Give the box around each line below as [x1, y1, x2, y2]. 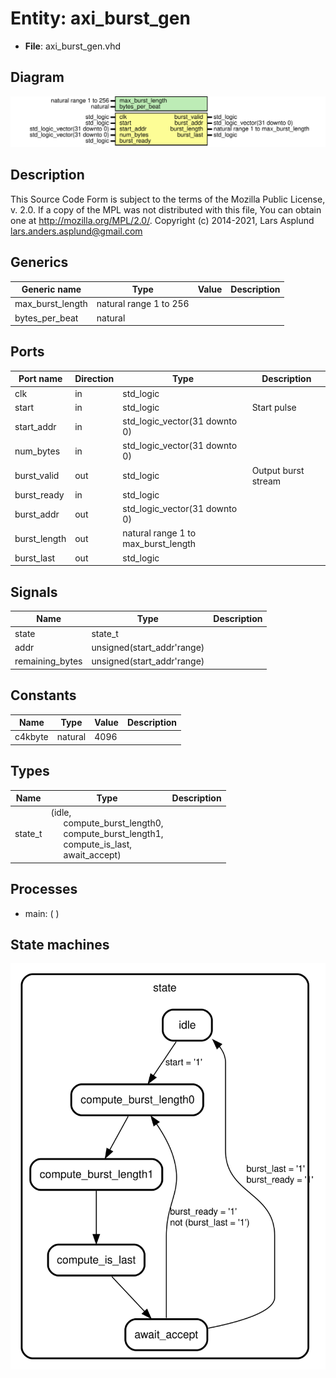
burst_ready [14, 488, 65, 501]
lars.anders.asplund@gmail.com [10, 225, 143, 237]
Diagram [10, 69, 65, 86]
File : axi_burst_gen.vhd [24, 40, 121, 52]
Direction [74, 373, 115, 385]
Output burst [251, 464, 305, 476]
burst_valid [14, 470, 60, 482]
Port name [18, 373, 63, 385]
